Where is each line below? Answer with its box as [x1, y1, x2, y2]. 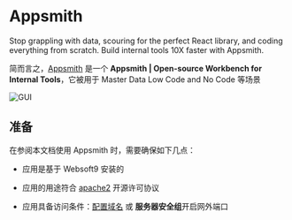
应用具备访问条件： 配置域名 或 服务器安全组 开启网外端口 [21, 201, 228, 211]
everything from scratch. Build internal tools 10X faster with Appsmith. [9, 44, 265, 55]
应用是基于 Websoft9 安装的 [21, 163, 125, 174]
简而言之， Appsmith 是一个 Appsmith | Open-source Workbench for [9, 63, 263, 73]
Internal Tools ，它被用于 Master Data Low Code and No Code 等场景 [9, 73, 261, 85]
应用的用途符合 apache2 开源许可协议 [21, 182, 160, 193]
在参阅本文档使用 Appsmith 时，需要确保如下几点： [9, 144, 196, 156]
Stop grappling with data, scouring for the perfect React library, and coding [9, 35, 283, 46]
